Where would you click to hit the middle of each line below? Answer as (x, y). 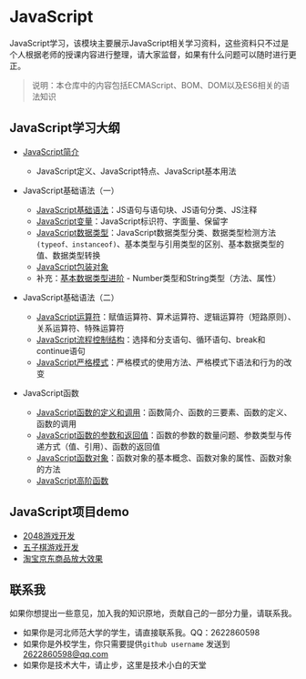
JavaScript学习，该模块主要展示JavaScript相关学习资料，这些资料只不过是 (149, 43)
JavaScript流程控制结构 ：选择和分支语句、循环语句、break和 (151, 339)
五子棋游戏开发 (51, 547)
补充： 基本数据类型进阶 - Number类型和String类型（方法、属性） (158, 278)
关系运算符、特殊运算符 (80, 328)
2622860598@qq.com (66, 654)
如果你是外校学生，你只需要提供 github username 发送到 (126, 644)
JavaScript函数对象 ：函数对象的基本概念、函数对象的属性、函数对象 (164, 458)
